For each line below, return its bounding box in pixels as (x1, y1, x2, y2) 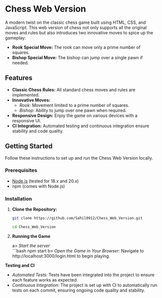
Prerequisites (5, 167, 37, 174)
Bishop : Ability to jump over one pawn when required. (19, 107, 127, 113)
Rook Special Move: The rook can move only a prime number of (12, 44, 141, 50)
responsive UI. (12, 117, 41, 123)
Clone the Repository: (12, 206, 57, 212)
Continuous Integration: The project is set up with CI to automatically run (12, 282, 158, 288)
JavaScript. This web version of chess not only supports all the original (5, 24, 147, 30)
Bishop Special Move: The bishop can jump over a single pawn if (12, 54, 143, 60)
